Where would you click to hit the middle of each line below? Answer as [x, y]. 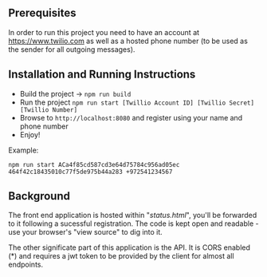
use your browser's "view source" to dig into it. [86, 232]
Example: [24, 150]
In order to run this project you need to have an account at [104, 32]
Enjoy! [30, 134]
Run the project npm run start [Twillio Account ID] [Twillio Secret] [137, 102]
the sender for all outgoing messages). [72, 49]
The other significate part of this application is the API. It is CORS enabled [130, 247]
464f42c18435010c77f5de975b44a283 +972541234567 [90, 172]
